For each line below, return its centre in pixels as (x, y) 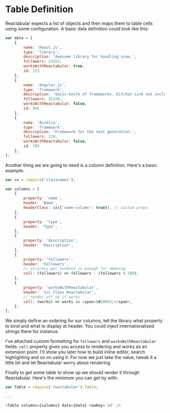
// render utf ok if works (52, 297)
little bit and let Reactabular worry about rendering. (58, 363)
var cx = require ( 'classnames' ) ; (40, 180)
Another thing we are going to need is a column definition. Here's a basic (81, 165)
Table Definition (39, 9)
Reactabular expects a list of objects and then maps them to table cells (79, 23)
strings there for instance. (32, 332)
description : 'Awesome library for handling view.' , (80, 57)
